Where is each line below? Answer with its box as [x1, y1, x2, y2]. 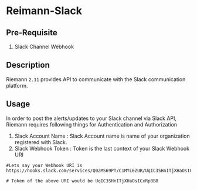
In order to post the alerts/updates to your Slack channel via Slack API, [6, 115, 177, 122]
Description [6, 60, 50, 70]
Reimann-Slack [6, 4, 82, 18]
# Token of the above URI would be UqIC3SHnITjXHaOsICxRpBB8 [6, 178, 159, 184]
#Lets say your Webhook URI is [6, 162, 83, 168]
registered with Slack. [14, 138, 67, 145]
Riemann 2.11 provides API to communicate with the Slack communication [6, 75, 186, 83]
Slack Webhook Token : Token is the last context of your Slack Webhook [14, 145, 189, 152]
